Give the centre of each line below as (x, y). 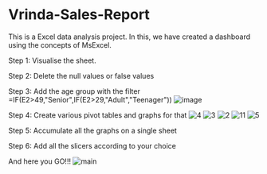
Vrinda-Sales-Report (79, 15)
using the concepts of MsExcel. (60, 44)
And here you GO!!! (40, 161)
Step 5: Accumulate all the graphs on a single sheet (93, 130)
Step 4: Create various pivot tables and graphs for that (98, 115)
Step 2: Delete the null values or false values (81, 75)
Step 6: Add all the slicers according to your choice (92, 145)
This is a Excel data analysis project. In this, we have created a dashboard (130, 37)
